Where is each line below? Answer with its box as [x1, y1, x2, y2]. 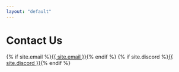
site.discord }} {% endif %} [6, 59, 71, 66]
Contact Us [6, 33, 63, 47]
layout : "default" [6, 8, 52, 15]
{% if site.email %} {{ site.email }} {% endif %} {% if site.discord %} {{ [6, 53, 173, 60]
